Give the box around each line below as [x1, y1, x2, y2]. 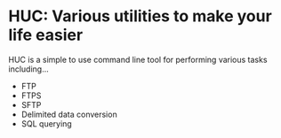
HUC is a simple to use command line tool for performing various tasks [8, 54, 268, 65]
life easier [8, 25, 84, 45]
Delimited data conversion [20, 109, 117, 119]
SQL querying [20, 118, 72, 129]
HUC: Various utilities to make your [8, 6, 272, 27]
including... [8, 64, 50, 74]
